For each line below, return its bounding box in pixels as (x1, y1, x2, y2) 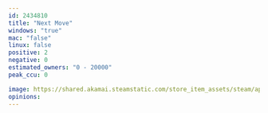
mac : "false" (8, 33, 52, 42)
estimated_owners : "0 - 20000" (8, 64, 112, 72)
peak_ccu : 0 (8, 71, 48, 79)
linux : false (8, 41, 52, 49)
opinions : (8, 92, 41, 100)
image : (8, 85, 30, 93)
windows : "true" (8, 26, 62, 34)
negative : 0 (8, 56, 48, 64)
